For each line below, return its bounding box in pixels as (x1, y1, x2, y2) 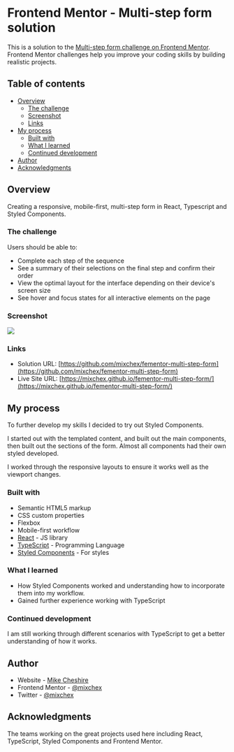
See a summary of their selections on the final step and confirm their (17, 263, 215, 272)
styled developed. (7, 449, 59, 458)
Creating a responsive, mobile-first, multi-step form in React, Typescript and (7, 202, 227, 210)
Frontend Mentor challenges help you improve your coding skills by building (7, 50, 226, 59)
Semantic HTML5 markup (17, 503, 92, 512)
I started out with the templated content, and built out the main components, (7, 435, 226, 443)
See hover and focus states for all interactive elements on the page (17, 294, 211, 302)
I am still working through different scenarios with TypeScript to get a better (7, 630, 226, 638)
